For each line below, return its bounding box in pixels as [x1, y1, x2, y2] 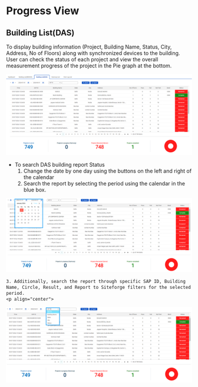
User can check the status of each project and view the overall [6, 56, 159, 63]
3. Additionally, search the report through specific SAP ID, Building [6, 278, 186, 284]
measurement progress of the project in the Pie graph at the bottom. [6, 62, 172, 69]
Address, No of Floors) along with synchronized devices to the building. [6, 50, 180, 57]
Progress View [6, 4, 80, 18]
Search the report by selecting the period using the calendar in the [23, 180, 186, 187]
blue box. [23, 186, 47, 193]
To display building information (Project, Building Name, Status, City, [6, 43, 172, 50]
